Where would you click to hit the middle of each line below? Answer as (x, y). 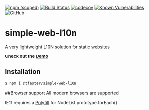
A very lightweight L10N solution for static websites (58, 47)
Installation (23, 72)
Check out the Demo (27, 56)
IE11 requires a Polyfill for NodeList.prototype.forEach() (61, 102)
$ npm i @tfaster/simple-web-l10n (41, 83)
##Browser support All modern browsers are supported (62, 93)
